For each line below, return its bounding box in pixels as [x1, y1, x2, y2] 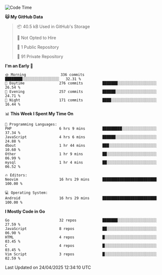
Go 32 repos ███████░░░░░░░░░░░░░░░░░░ [5, 218, 157, 223]
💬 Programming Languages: [5, 122, 57, 127]
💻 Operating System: [5, 190, 48, 195]
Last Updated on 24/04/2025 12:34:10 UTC [5, 264, 91, 270]
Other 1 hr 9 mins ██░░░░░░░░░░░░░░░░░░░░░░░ [5, 152, 157, 156]
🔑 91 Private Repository [16, 54, 64, 59]
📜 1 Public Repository [16, 44, 59, 50]
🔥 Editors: [5, 173, 28, 178]
